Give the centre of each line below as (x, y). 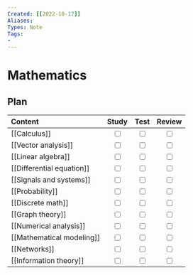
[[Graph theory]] (39, 215)
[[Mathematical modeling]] (56, 237)
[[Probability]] (34, 191)
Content (25, 122)
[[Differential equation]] (50, 168)
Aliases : (20, 21)
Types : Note (25, 27)
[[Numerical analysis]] (48, 226)
